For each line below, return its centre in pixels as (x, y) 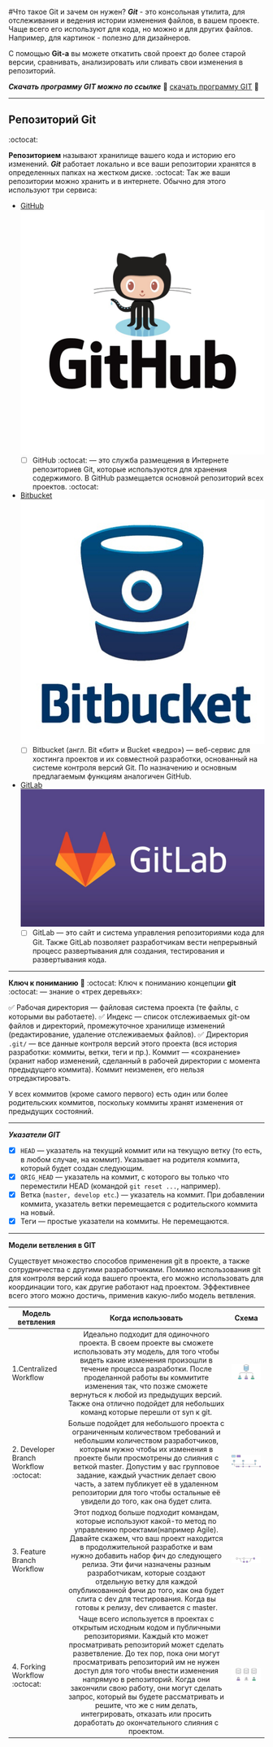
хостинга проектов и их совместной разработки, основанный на (145, 759)
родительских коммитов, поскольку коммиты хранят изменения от (126, 1102)
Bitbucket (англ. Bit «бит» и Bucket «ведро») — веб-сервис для (141, 750)
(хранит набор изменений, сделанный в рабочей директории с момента (134, 1060)
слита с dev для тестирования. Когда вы (147, 1599)
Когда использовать (146, 1318)
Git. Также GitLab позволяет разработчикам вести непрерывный (145, 942)
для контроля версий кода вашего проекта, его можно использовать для (136, 1278)
